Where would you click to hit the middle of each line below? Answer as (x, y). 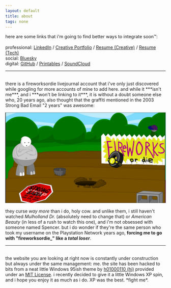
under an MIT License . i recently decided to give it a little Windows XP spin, (84, 274)
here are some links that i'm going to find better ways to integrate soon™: (81, 37)
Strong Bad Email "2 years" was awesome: (50, 106)
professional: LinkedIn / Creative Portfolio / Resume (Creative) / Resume (81, 47)
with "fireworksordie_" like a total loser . (48, 238)
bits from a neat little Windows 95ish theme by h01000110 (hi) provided (80, 269)
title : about (19, 16)
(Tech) (12, 53)
